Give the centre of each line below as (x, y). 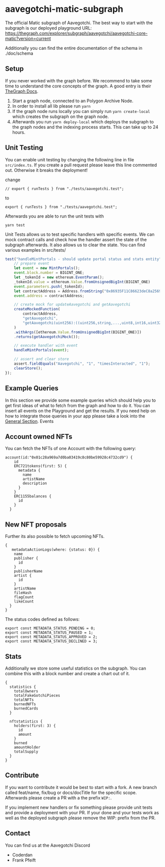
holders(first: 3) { (35, 726)
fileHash (23, 593)
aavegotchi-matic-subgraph (64, 9)
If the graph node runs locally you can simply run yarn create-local (81, 111)
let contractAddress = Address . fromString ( (59, 291)
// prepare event (32, 264)
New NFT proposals (36, 524)
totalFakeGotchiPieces (37, 695)
